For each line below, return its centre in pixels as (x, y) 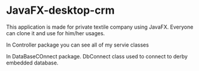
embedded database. (32, 63)
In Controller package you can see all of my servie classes (78, 45)
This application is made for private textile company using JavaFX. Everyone (100, 27)
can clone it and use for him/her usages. (56, 33)
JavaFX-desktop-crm (60, 10)
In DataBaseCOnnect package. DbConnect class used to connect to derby (97, 56)
